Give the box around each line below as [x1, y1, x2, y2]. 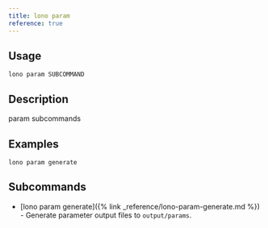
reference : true [8, 19, 63, 27]
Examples [8, 137, 59, 151]
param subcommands [8, 114, 82, 123]
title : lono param [8, 11, 70, 20]
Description [8, 92, 69, 106]
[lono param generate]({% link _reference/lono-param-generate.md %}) [19, 201, 261, 211]
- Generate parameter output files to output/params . [19, 210, 192, 220]
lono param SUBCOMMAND [8, 70, 85, 79]
